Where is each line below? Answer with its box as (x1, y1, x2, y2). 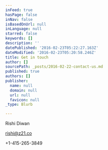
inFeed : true (5, 7, 33, 13)
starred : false (5, 31, 38, 36)
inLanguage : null (5, 26, 42, 32)
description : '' (5, 41, 40, 46)
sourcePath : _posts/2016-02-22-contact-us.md (5, 64, 103, 69)
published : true (5, 69, 40, 74)
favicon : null (10, 97, 40, 102)
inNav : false (5, 17, 33, 22)
